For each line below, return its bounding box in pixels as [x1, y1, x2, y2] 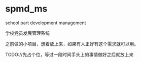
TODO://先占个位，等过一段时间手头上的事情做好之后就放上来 [5, 51, 134, 57]
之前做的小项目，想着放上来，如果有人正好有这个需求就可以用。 [5, 41, 138, 47]
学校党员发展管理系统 [5, 30, 50, 36]
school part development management [5, 20, 86, 26]
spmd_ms [5, 3, 48, 15]
